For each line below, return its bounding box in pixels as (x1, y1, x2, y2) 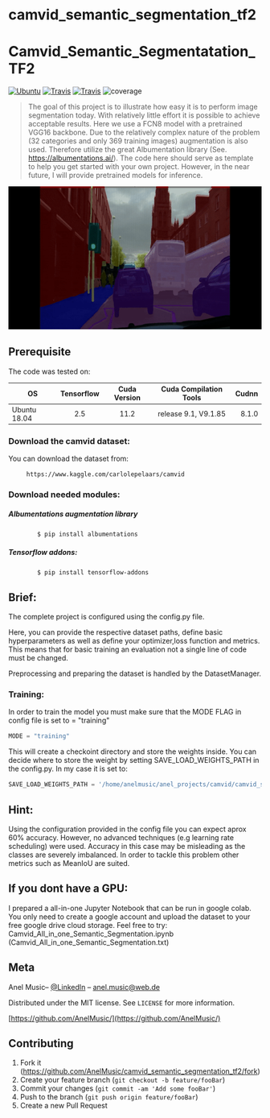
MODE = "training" (8, 732, 70, 740)
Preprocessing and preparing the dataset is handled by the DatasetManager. (8, 669, 262, 678)
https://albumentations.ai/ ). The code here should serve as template (27, 153, 254, 163)
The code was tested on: (8, 366, 91, 376)
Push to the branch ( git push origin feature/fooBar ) (19, 1092, 198, 1102)
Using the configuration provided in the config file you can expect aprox (8, 824, 247, 834)
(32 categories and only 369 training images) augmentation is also (27, 136, 248, 146)
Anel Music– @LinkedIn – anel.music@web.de (8, 982, 161, 992)
